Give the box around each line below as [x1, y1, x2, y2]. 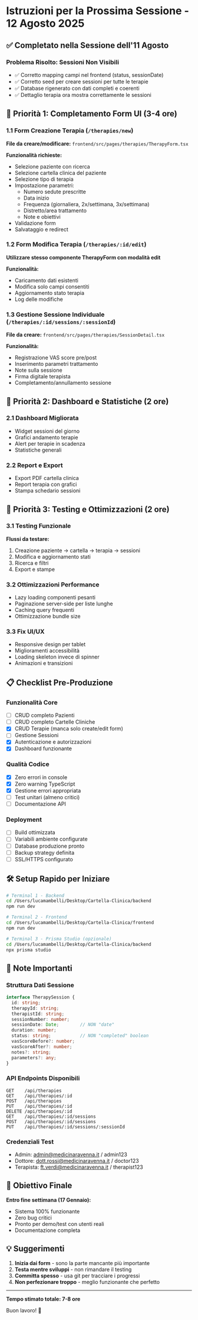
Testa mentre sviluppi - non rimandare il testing [14, 1266, 132, 1273]
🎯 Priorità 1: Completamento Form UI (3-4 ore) [6, 109, 178, 119]
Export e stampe [14, 566, 55, 573]
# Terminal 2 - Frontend [6, 914, 67, 920]
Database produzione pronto [14, 842, 85, 849]
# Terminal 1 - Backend [6, 893, 65, 899]
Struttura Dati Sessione [6, 981, 75, 989]
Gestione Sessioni [14, 732, 59, 739]
